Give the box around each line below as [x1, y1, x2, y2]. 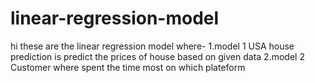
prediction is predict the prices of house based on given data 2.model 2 [10, 50, 305, 62]
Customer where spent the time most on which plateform [10, 61, 246, 73]
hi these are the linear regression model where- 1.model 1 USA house [10, 40, 295, 52]
